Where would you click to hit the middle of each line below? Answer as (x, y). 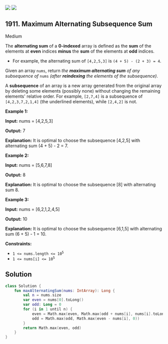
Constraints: (18, 243)
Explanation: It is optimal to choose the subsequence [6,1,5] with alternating (84, 228)
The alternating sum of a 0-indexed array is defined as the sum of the (78, 46)
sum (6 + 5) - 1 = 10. (26, 234)
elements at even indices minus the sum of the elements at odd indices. (80, 51)
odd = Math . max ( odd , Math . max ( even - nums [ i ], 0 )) (86, 318)
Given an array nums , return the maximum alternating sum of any (72, 71)
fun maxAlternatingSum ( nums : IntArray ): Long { (64, 290)
